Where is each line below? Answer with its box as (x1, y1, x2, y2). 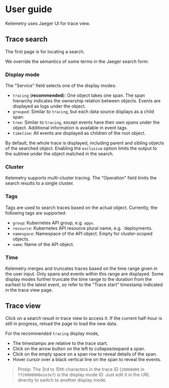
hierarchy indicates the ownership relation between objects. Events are (12, 98, 161, 104)
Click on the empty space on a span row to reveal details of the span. (12, 351, 157, 357)
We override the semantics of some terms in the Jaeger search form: (5, 58, 149, 64)
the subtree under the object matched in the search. (5, 151, 114, 157)
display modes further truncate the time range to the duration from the (5, 276, 152, 282)
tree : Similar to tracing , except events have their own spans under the (12, 119, 160, 125)
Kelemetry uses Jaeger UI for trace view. (5, 20, 90, 26)
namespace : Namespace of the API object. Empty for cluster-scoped (12, 230, 153, 236)
